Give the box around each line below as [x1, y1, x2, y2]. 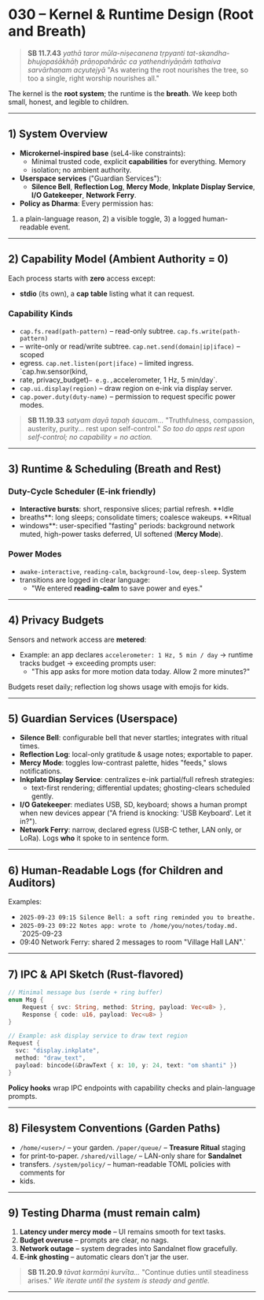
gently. [31, 792, 53, 801]
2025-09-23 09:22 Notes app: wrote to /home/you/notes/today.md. [19, 922, 238, 930]
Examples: [8, 897, 42, 907]
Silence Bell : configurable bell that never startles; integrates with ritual [19, 733, 248, 743]
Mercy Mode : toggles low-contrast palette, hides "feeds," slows [19, 758, 228, 768]
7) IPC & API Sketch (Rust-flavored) [8, 967, 184, 981]
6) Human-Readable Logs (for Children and [8, 863, 224, 877]
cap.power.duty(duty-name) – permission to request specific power [19, 392, 236, 401]
